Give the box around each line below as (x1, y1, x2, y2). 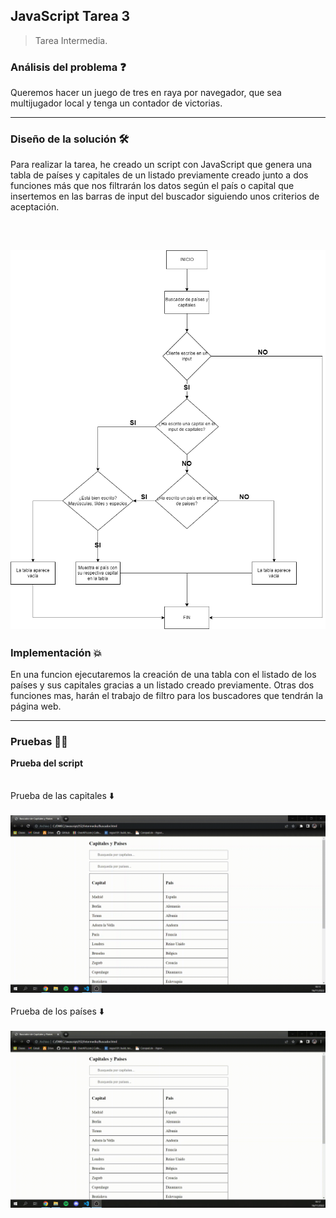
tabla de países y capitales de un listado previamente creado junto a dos (10, 169, 309, 181)
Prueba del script (10, 757, 84, 769)
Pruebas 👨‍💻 (10, 735, 68, 749)
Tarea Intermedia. (34, 34, 108, 46)
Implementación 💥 (10, 645, 103, 659)
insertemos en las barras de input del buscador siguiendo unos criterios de (10, 190, 320, 203)
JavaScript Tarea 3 (10, 8, 131, 25)
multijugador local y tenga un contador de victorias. (10, 97, 223, 109)
